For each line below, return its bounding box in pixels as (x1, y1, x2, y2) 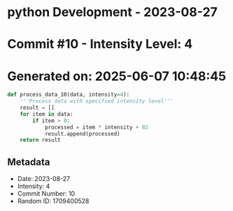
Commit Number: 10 (17, 189, 76, 198)
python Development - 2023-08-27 (7, 4, 218, 20)
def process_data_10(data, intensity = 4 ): (7, 92, 130, 99)
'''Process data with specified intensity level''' (20, 98, 174, 105)
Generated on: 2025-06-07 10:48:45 (7, 68, 226, 84)
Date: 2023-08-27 (17, 175, 71, 183)
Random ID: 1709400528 (17, 197, 90, 205)
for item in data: (20, 110, 73, 117)
